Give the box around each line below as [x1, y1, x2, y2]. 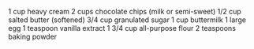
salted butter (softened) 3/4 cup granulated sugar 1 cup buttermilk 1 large [8, 15, 247, 24]
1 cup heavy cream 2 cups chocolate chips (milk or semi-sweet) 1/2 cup [8, 7, 242, 16]
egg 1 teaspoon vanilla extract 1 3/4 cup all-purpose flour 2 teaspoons [8, 24, 237, 32]
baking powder [8, 32, 58, 41]
